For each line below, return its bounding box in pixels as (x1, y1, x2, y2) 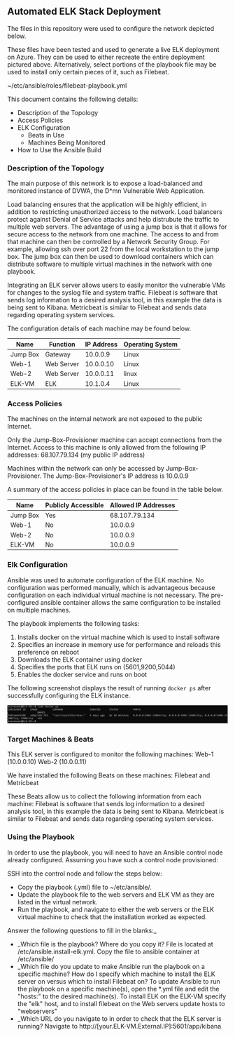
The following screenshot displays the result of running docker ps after (7, 683, 211, 692)
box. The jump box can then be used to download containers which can (7, 253, 214, 261)
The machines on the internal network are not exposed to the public (7, 415, 203, 423)
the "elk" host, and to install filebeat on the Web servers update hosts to (17, 999, 225, 1008)
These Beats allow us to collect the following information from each (7, 792, 201, 801)
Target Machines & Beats (7, 734, 94, 744)
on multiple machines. (7, 606, 71, 614)
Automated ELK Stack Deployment (7, 6, 161, 18)
